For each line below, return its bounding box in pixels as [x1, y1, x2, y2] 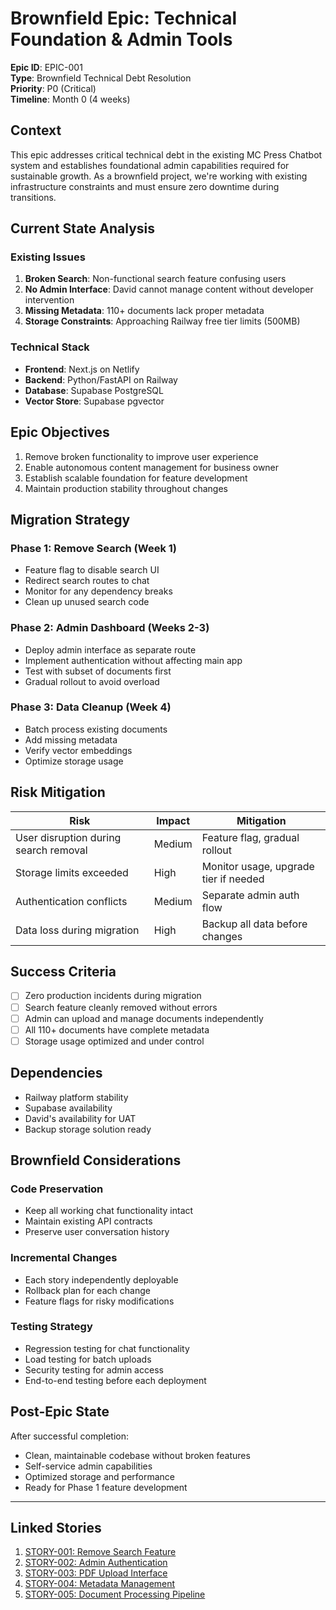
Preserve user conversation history [24, 1226, 170, 1238]
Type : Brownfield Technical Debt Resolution [10, 72, 192, 84]
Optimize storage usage [24, 755, 124, 767]
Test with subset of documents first [24, 665, 172, 677]
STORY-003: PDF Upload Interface [24, 1567, 168, 1579]
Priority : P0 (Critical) [10, 82, 97, 94]
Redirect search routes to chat [24, 575, 150, 587]
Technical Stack [10, 340, 90, 354]
